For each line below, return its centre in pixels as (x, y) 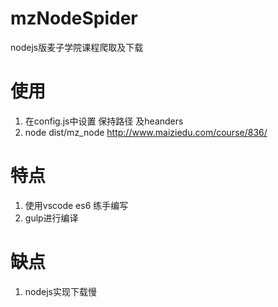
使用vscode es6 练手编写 (76, 205)
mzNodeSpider (74, 18)
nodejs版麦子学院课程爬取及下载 (77, 47)
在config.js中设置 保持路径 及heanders (104, 121)
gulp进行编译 (51, 218)
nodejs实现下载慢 (60, 291)
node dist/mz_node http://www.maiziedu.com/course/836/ (146, 132)
